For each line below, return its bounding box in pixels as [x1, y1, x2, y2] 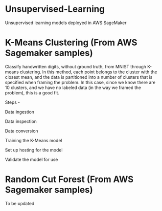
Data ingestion [5, 109, 34, 115]
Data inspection [5, 118, 37, 124]
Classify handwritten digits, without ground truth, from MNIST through [5, 63, 147, 69]
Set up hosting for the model [5, 147, 63, 153]
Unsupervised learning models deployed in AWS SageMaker [5, 20, 127, 26]
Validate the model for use [5, 156, 58, 162]
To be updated [5, 200, 35, 206]
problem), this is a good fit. [5, 90, 60, 95]
